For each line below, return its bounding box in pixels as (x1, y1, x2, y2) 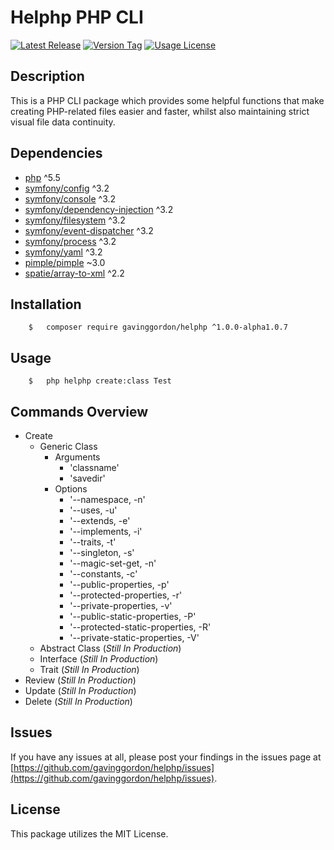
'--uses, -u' (69, 504, 118, 516)
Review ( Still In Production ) (24, 674, 137, 686)
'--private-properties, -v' (69, 600, 173, 611)
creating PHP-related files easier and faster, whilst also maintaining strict (10, 105, 310, 117)
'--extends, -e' (69, 515, 131, 526)
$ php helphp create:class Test (28, 376, 172, 386)
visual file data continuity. (10, 116, 116, 128)
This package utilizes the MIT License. (10, 827, 169, 840)
